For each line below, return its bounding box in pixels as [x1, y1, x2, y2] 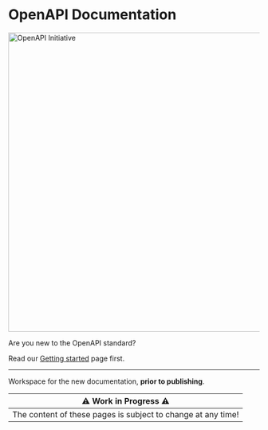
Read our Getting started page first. [8, 353, 125, 363]
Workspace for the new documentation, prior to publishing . [8, 377, 205, 386]
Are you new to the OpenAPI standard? [8, 337, 136, 348]
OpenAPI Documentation [8, 6, 177, 24]
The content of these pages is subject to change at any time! [12, 408, 239, 420]
